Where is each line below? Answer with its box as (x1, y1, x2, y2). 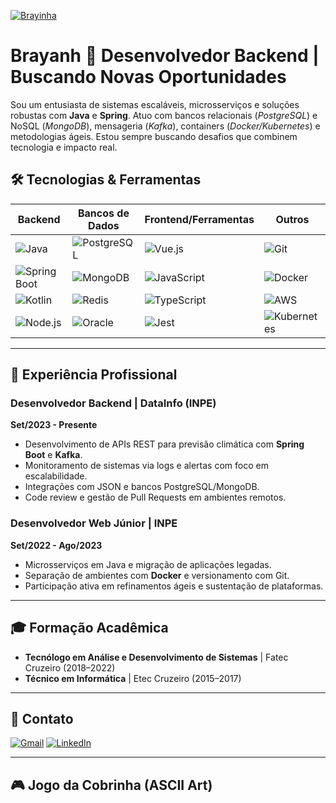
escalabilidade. (24, 470, 88, 482)
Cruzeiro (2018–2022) (24, 661, 116, 674)
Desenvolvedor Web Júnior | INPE (10, 516, 178, 530)
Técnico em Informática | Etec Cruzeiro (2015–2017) (24, 672, 242, 684)
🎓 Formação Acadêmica (10, 620, 169, 637)
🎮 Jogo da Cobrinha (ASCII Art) (10, 776, 213, 794)
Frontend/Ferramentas (144, 212, 255, 226)
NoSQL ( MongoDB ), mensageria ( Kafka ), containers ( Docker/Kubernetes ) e (10, 120, 321, 132)
